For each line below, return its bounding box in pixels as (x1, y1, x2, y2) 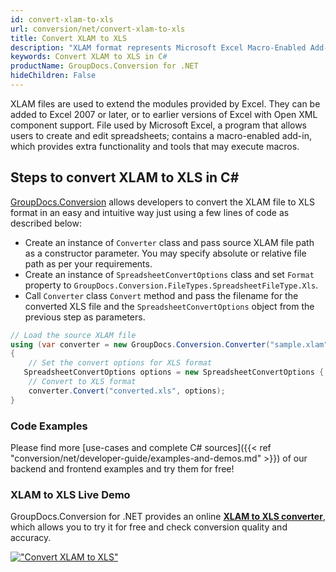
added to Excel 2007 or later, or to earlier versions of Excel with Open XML (10, 108, 318, 120)
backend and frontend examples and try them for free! (10, 462, 235, 475)
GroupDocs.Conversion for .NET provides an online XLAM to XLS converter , (10, 511, 326, 523)
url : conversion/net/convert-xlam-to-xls (10, 24, 186, 34)
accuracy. (10, 532, 52, 544)
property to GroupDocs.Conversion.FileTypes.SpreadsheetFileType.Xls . (24, 279, 319, 291)
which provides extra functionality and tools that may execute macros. (10, 140, 300, 152)
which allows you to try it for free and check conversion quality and (10, 521, 288, 533)
